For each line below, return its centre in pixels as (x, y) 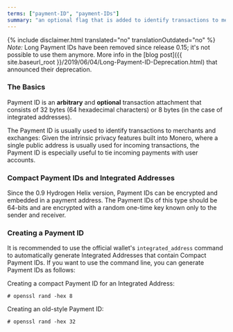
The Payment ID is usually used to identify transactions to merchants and (112, 130)
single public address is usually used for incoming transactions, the (103, 145)
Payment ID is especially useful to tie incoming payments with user (103, 152)
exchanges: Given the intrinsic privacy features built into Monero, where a (113, 138)
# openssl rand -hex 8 (40, 296)
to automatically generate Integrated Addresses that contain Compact (107, 255)
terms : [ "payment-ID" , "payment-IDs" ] (63, 14)
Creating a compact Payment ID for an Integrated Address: (91, 283)
